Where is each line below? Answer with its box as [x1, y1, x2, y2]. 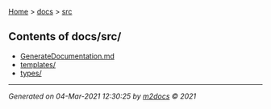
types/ [19, 68, 42, 78]
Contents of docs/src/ [8, 30, 122, 43]
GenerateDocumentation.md [19, 51, 115, 61]
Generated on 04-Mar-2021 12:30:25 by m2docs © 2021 [8, 91, 197, 101]
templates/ [19, 59, 56, 69]
